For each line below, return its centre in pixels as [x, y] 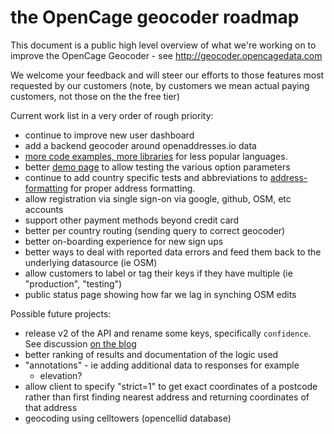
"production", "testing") [73, 283]
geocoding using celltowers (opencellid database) [128, 418]
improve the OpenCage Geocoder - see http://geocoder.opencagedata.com [166, 55]
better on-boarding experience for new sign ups [124, 241]
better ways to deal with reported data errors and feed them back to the [173, 252]
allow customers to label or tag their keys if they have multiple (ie [158, 273]
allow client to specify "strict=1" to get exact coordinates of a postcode [171, 386]
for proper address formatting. [132, 188]
